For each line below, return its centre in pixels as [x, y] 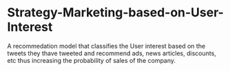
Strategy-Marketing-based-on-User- [115, 13]
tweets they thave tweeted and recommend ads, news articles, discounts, [112, 53]
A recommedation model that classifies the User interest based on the [106, 46]
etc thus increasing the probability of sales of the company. [92, 60]
